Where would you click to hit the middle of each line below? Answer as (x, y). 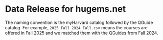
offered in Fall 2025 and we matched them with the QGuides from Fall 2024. (81, 33)
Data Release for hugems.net (66, 9)
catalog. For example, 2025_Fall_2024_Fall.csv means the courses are (76, 27)
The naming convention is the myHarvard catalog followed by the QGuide (79, 22)
